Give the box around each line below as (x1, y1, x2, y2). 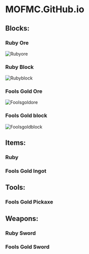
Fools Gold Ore (5, 88, 43, 95)
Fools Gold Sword (5, 243, 50, 250)
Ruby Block (5, 63, 34, 70)
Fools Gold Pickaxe (5, 198, 53, 206)
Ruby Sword (5, 230, 36, 237)
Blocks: (5, 24, 29, 33)
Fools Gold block (5, 112, 47, 119)
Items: (5, 139, 26, 147)
